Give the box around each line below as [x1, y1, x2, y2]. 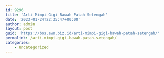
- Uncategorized [14, 45, 49, 50]
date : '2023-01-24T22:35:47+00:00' [5, 17, 81, 22]
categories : [5, 40, 30, 45]
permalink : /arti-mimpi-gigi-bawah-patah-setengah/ [5, 36, 117, 41]
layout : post [5, 26, 33, 31]
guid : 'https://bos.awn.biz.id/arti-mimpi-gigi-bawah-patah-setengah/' [5, 31, 160, 36]
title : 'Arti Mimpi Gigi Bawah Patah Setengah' [5, 12, 108, 17]
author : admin [5, 21, 36, 27]
